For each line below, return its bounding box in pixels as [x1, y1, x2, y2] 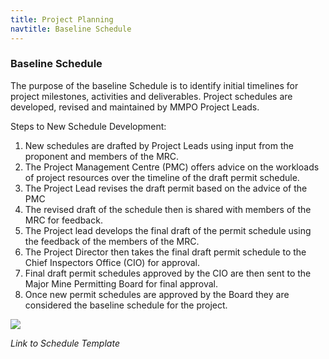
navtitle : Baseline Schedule [10, 24, 132, 34]
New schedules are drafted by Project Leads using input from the [24, 139, 294, 151]
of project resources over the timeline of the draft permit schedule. [24, 171, 300, 183]
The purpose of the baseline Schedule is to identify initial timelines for [10, 79, 299, 91]
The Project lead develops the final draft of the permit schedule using [24, 224, 312, 236]
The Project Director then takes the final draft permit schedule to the [24, 246, 307, 258]
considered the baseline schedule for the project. [24, 299, 228, 311]
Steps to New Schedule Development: [10, 120, 167, 132]
